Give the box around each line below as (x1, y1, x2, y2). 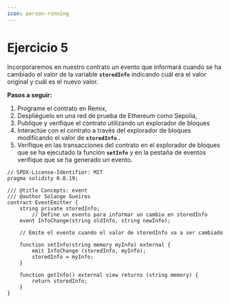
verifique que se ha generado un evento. (17, 155, 133, 164)
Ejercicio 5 (7, 39, 69, 55)
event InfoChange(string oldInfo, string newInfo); (19, 217, 171, 224)
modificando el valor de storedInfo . (17, 133, 121, 141)
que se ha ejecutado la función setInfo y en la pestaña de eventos (17, 148, 207, 156)
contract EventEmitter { (7, 199, 79, 206)
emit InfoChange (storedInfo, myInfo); (32, 247, 147, 254)
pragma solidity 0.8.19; (7, 175, 79, 182)
